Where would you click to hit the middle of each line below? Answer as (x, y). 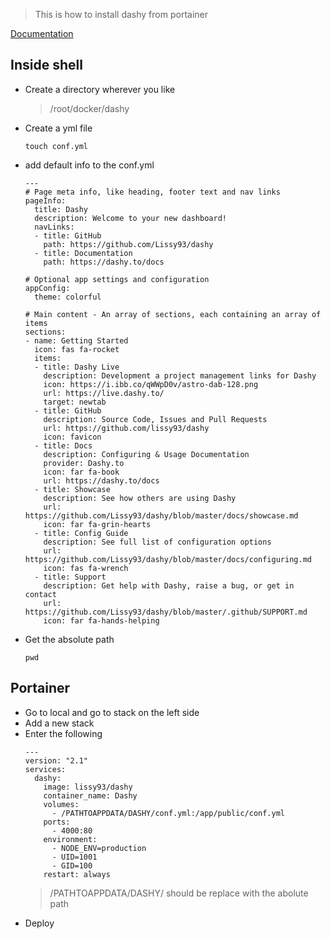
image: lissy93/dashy (88, 787)
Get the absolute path (69, 639)
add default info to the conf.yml (89, 165)
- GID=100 (72, 865)
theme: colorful (68, 297)
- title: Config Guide (81, 533)
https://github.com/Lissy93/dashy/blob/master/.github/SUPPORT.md (166, 612)
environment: (70, 839)
